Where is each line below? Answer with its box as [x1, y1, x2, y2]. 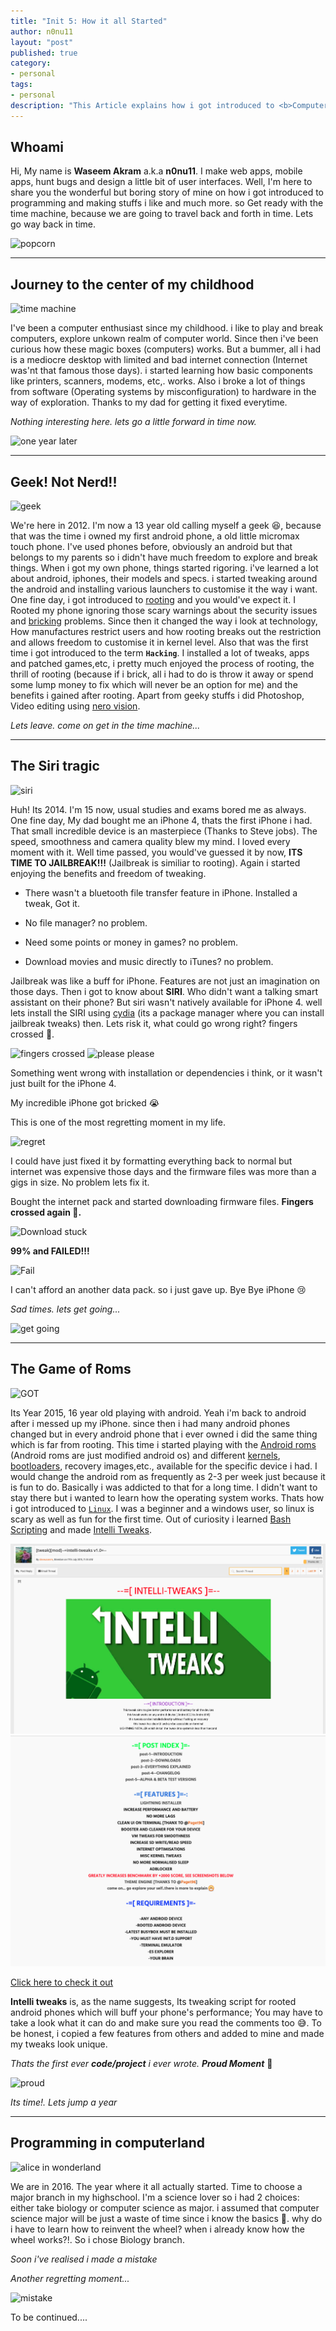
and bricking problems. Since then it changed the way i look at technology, [10, 615, 318, 627]
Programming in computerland [10, 2135, 206, 2152]
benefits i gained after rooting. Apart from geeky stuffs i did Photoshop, [10, 690, 305, 702]
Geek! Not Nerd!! [10, 473, 118, 490]
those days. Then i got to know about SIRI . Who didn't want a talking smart [10, 985, 319, 997]
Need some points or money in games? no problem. [24, 936, 238, 948]
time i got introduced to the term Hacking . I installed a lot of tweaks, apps [10, 647, 310, 659]
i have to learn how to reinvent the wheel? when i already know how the [10, 2223, 305, 2235]
